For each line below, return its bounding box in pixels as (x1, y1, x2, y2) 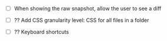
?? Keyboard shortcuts (14, 29, 69, 36)
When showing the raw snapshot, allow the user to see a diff (14, 5, 162, 12)
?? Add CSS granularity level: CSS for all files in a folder (14, 17, 149, 24)
